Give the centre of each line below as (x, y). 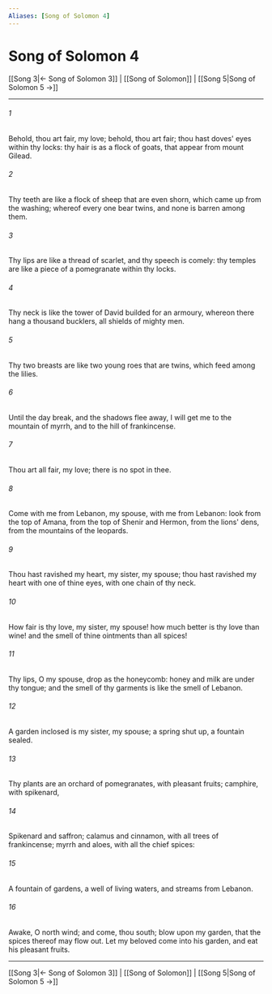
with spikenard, (34, 793)
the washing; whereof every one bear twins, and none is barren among (127, 208)
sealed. (21, 740)
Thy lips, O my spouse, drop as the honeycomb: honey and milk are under (132, 679)
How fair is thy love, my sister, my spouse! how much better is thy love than (134, 626)
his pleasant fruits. (39, 949)
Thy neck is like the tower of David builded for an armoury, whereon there (132, 312)
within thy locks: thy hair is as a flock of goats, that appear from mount (126, 147)
